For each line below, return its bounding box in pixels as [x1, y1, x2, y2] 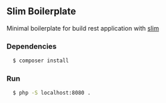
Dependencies [6, 41, 57, 51]
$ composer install [13, 57, 69, 65]
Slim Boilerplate [6, 6, 76, 17]
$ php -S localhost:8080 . [13, 90, 91, 97]
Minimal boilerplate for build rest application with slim [6, 24, 159, 32]
